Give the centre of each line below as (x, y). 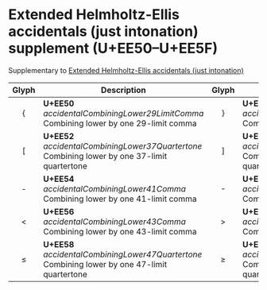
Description (124, 90)
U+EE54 (59, 179)
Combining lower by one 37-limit (105, 156)
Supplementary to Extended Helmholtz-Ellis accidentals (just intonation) (126, 70)
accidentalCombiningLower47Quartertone (123, 254)
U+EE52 (59, 136)
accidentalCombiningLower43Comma (115, 222)
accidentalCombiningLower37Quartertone (123, 146)
